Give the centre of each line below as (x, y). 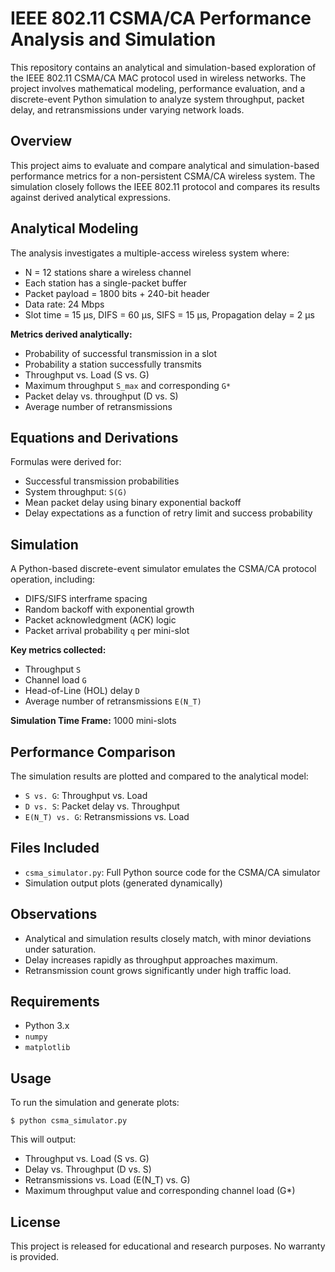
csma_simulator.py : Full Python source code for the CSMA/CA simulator (172, 872)
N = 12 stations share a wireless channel (108, 272)
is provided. (35, 1257)
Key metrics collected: (58, 650)
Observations (54, 914)
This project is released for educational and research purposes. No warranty (168, 1246)
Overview (41, 141)
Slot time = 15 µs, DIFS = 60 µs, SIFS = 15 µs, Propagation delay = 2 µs (169, 314)
